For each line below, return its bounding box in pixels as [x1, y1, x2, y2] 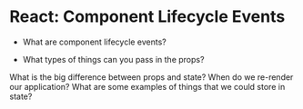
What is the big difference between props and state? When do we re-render [9, 71, 294, 83]
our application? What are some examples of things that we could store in [9, 81, 286, 92]
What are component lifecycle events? [22, 36, 167, 47]
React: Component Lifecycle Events [9, 6, 286, 27]
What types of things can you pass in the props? [22, 54, 205, 64]
